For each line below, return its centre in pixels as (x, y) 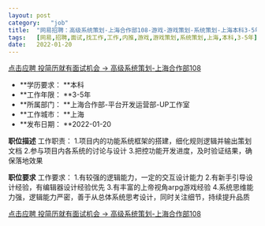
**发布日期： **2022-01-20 (65, 124)
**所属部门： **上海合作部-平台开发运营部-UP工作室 (105, 105)
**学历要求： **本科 (52, 85)
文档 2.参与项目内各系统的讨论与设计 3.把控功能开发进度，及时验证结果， (127, 151)
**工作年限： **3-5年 (55, 94)
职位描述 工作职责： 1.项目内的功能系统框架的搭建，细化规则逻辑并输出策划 (130, 141)
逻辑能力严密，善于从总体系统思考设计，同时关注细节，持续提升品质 (139, 197)
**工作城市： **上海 (52, 114)
